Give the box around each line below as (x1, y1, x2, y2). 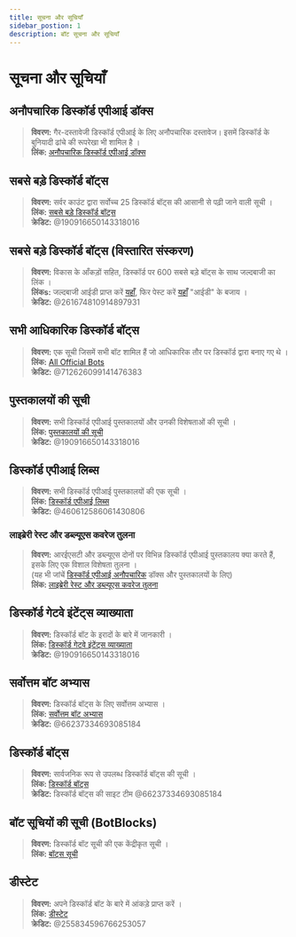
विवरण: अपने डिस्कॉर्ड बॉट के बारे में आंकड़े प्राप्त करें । (30, 898, 183, 909)
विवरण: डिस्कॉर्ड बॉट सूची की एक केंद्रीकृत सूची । (30, 838, 169, 849)
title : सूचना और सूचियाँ (9, 12, 83, 22)
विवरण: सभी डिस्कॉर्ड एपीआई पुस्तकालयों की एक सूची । (30, 486, 187, 497)
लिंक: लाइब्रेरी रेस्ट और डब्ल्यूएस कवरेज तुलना (30, 579, 159, 590)
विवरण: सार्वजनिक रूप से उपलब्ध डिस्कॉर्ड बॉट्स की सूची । (30, 769, 197, 780)
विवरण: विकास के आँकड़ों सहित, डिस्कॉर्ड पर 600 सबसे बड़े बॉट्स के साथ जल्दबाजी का (30, 267, 277, 277)
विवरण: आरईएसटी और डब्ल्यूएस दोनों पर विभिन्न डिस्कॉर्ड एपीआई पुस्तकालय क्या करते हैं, (30, 549, 276, 560)
